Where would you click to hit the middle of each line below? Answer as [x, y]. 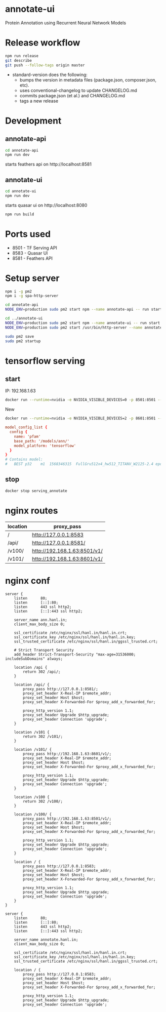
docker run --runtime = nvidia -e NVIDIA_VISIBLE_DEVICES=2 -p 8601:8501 [80, 418]
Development [33, 121]
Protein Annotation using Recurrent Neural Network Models [66, 23]
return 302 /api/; [42, 672]
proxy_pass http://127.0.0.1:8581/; [61, 689]
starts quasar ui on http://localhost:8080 [46, 205]
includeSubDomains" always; [34, 659]
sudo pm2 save [20, 336]
